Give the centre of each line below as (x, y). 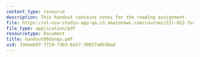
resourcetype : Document (36, 34)
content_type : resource (36, 12)
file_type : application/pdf (41, 28)
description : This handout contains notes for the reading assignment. (97, 17)
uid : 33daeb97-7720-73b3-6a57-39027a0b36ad (61, 45)
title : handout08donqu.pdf (40, 39)
